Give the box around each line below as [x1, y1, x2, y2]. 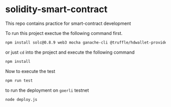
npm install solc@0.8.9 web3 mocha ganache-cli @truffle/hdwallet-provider [5, 40, 169, 45]
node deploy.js [5, 97, 38, 102]
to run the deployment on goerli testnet [5, 87, 89, 93]
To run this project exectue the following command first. [5, 30, 123, 36]
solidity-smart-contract [5, 4, 108, 15]
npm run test [5, 78, 33, 83]
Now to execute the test [5, 68, 55, 74]
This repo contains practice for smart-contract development [5, 20, 131, 26]
